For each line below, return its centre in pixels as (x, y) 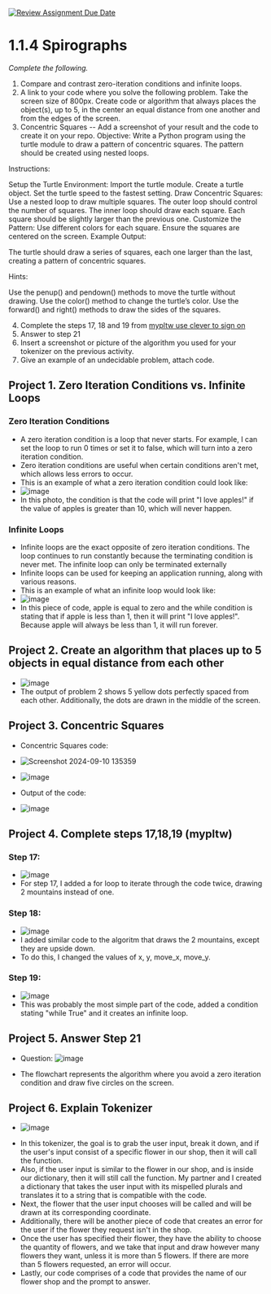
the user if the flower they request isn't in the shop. (106, 1230)
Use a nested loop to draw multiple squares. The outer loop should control (133, 201)
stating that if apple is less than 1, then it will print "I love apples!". (130, 616)
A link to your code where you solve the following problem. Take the (134, 92)
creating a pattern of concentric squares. (77, 260)
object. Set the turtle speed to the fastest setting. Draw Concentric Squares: (135, 193)
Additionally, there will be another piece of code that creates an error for (141, 1222)
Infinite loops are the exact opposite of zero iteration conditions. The (135, 547)
